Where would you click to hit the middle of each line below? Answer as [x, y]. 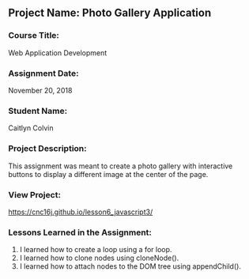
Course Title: [34, 36]
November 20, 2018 [40, 90]
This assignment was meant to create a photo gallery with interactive [121, 166]
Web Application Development [58, 53]
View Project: [35, 194]
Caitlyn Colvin [31, 128]
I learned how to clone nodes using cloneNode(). [99, 258]
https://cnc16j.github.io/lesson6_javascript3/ [81, 212]
